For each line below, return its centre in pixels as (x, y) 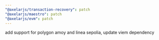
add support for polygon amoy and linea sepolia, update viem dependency (80, 33)
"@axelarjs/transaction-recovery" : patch (48, 10)
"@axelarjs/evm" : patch (29, 19)
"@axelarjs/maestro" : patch (34, 14)
